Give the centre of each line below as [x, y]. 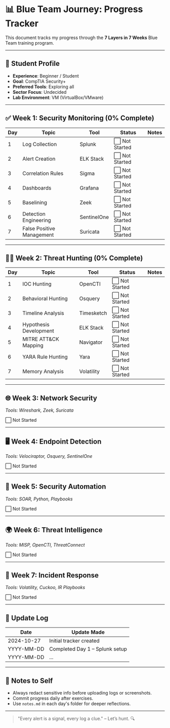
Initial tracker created [74, 641]
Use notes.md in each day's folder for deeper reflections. [72, 704]
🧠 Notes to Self [29, 681]
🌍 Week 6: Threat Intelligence [54, 530]
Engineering [37, 220]
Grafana [89, 188]
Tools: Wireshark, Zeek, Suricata [39, 410]
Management [38, 235]
